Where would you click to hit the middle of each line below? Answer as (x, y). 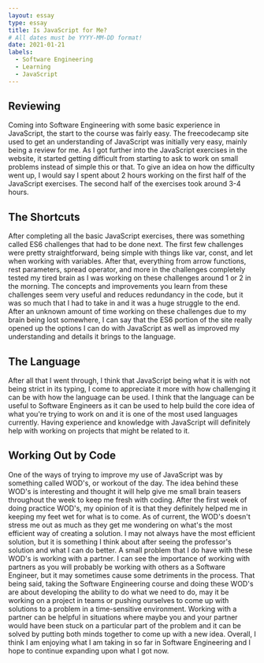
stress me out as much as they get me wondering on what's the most (120, 525)
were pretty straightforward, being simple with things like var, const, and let (131, 253)
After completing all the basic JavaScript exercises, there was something (126, 236)
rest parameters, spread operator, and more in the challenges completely (127, 270)
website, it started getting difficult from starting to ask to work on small (123, 159)
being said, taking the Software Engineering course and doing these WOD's (131, 583)
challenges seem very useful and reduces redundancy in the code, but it (126, 295)
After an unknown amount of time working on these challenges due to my (127, 312)
